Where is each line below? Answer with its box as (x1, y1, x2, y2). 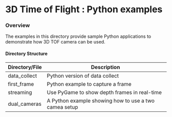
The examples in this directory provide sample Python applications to (5, 33, 152, 39)
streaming (8, 88, 32, 96)
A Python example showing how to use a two (47, 97, 155, 104)
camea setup (47, 103, 78, 110)
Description (91, 63, 120, 71)
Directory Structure (5, 51, 48, 57)
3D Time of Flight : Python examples (5, 4, 163, 15)
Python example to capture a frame (47, 80, 132, 87)
